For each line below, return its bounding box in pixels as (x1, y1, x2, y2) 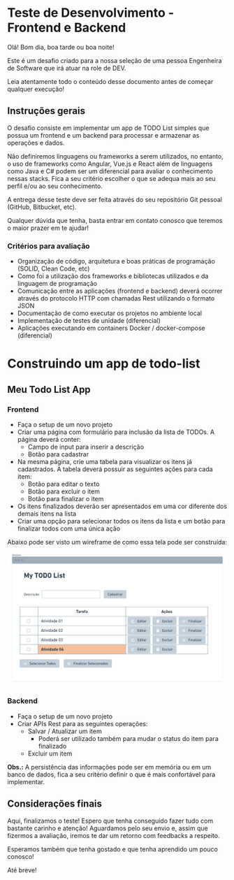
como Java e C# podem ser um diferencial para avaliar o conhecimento (7, 166, 213, 175)
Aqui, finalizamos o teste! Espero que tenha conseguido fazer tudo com (7, 816, 214, 825)
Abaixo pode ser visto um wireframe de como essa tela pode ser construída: (7, 538, 227, 546)
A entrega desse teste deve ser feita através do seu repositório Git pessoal (7, 195, 222, 203)
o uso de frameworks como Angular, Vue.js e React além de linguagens (7, 159, 213, 168)
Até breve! (7, 865, 37, 874)
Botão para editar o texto (27, 479, 100, 488)
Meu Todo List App (7, 383, 91, 396)
